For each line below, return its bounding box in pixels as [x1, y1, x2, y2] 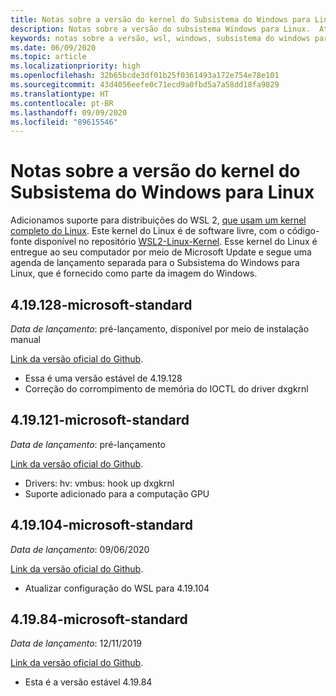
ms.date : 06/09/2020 [10, 42, 97, 53]
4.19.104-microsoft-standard [10, 517, 194, 534]
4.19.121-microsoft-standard [10, 412, 190, 429]
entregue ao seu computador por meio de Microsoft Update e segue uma [10, 246, 312, 258]
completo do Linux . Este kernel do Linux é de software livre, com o [10, 225, 285, 237]
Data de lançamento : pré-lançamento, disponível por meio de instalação [10, 323, 310, 335]
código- [286, 225, 320, 237]
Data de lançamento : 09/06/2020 [10, 543, 150, 555]
